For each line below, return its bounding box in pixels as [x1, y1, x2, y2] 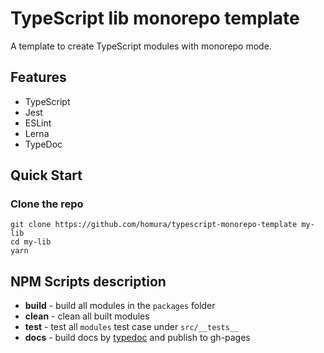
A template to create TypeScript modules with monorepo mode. [10, 40, 272, 52]
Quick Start [10, 167, 83, 184]
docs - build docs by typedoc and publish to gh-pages [24, 332, 251, 344]
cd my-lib [10, 237, 52, 247]
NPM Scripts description [10, 273, 167, 290]
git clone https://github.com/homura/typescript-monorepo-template [10, 220, 298, 230]
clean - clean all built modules [24, 310, 150, 322]
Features [10, 69, 67, 86]
